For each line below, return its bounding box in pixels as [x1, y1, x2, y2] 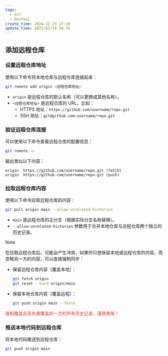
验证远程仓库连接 [5, 126, 46, 133]
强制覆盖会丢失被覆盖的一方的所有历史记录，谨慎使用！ [5, 310, 119, 316]
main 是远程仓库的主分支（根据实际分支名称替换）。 [12, 217, 117, 223]
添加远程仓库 [5, 45, 45, 54]
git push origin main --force [12, 301, 76, 306]
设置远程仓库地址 [5, 62, 46, 69]
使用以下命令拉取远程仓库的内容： [5, 197, 75, 203]
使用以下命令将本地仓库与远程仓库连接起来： [5, 74, 97, 80]
